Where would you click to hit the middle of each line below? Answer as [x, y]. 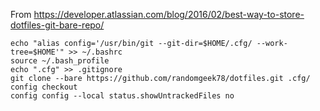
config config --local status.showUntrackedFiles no [122, 96]
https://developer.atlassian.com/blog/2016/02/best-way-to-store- [169, 14]
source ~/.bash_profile [60, 61]
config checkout [44, 87]
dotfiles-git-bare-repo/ [57, 25]
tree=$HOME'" [37, 52]
